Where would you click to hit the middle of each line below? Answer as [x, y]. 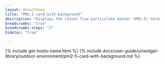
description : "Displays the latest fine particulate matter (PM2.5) [77, 19]
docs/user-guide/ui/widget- [130, 51]
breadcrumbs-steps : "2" [29, 28]
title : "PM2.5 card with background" [44, 14]
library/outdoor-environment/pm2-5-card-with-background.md [69, 56]
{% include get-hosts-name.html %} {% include [53, 51]
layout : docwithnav [25, 10]
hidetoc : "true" [22, 32]
